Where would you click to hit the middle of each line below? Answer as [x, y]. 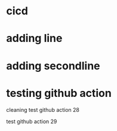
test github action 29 [32, 121]
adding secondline [53, 65]
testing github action [59, 93]
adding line [34, 39]
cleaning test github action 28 [43, 109]
